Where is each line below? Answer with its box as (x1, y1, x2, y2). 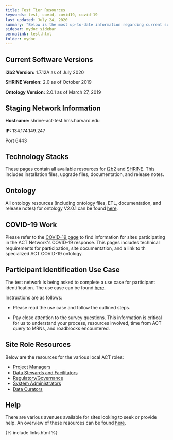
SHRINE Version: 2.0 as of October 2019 (5, 79, 92, 85)
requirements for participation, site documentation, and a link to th (5, 245, 146, 251)
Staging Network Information (5, 104, 101, 113)
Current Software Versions (5, 55, 94, 64)
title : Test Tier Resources (5, 7, 66, 13)
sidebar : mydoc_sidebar (5, 27, 57, 32)
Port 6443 (5, 137, 27, 144)
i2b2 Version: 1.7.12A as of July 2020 (5, 69, 84, 75)
